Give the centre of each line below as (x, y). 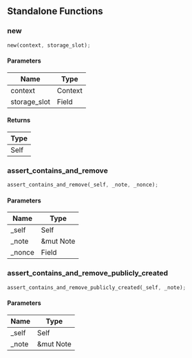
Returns (19, 120)
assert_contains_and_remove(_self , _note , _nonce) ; (83, 185)
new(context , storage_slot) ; (49, 45)
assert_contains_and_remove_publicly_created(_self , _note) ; (97, 287)
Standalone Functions (55, 11)
